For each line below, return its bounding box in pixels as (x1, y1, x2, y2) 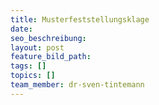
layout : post (10, 42, 65, 53)
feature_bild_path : (10, 52, 92, 62)
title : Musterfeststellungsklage (10, 14, 150, 25)
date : (10, 24, 33, 34)
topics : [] (10, 71, 56, 81)
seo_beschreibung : (10, 33, 87, 43)
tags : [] (10, 61, 47, 71)
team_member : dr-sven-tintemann (10, 80, 145, 90)
